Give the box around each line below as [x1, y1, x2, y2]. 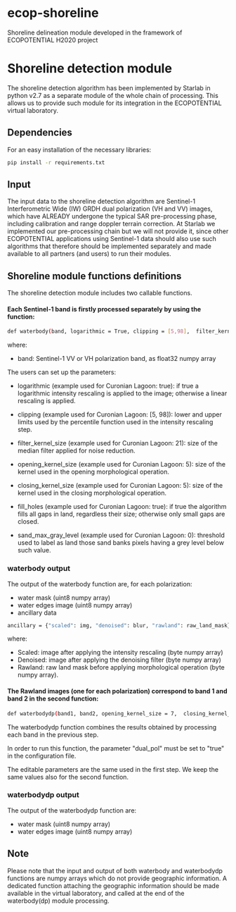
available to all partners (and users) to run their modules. [7, 249, 171, 258]
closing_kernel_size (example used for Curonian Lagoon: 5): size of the [17, 481, 223, 490]
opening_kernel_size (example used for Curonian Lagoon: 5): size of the [17, 460, 226, 469]
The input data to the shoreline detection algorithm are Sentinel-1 [7, 197, 195, 206]
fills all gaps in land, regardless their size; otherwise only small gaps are [17, 510, 225, 519]
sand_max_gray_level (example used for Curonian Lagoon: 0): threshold [17, 531, 225, 540]
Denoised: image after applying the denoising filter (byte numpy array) [17, 655, 221, 664]
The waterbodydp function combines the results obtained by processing [7, 722, 217, 731]
